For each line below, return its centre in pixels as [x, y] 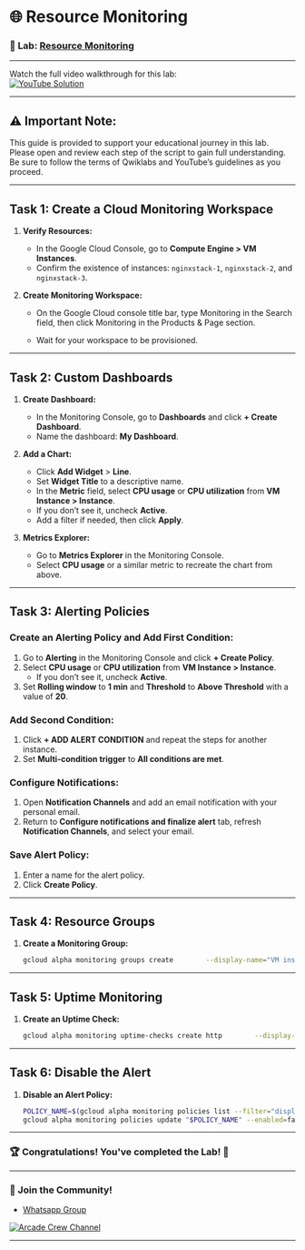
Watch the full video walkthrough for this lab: [93, 74]
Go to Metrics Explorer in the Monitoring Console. [130, 555]
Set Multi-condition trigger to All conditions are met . [123, 758]
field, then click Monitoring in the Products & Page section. [146, 323]
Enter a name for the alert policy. [84, 875]
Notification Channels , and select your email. [108, 831]
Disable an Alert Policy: [68, 1094]
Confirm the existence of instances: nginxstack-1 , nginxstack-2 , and [164, 268]
